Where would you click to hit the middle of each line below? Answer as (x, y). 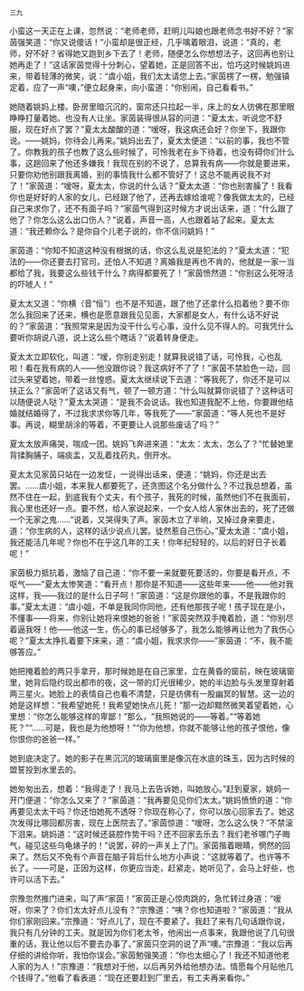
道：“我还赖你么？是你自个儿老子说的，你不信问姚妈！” (112, 231)
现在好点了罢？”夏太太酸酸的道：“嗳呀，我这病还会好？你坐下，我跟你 (156, 129)
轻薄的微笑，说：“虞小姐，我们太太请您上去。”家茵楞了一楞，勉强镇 (165, 76)
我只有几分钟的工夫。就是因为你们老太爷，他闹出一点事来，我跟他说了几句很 (152, 932)
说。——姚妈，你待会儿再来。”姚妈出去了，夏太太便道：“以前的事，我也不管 (150, 140)
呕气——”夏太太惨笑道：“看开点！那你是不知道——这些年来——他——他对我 (152, 584)
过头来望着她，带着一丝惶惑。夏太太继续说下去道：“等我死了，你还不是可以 (150, 379)
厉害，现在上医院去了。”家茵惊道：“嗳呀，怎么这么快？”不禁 (175, 823)
